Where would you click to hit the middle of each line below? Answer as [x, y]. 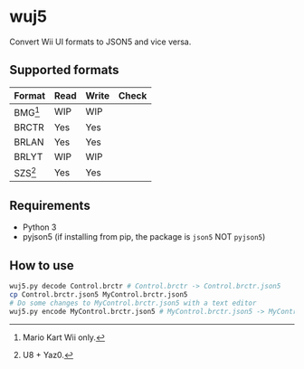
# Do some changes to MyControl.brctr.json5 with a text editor [133, 303]
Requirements [50, 205]
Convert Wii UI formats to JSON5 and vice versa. [100, 42]
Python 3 [39, 227]
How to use [42, 265]
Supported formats [64, 70]
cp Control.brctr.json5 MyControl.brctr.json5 [99, 294]
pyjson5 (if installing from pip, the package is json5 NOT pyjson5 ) [144, 237]
